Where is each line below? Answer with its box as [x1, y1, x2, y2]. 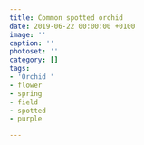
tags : [9, 64, 30, 73]
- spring [9, 89, 43, 98]
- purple [9, 114, 43, 123]
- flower [9, 81, 43, 90]
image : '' [9, 30, 47, 39]
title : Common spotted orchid [9, 13, 124, 23]
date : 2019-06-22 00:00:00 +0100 [9, 22, 136, 31]
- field [9, 97, 39, 107]
